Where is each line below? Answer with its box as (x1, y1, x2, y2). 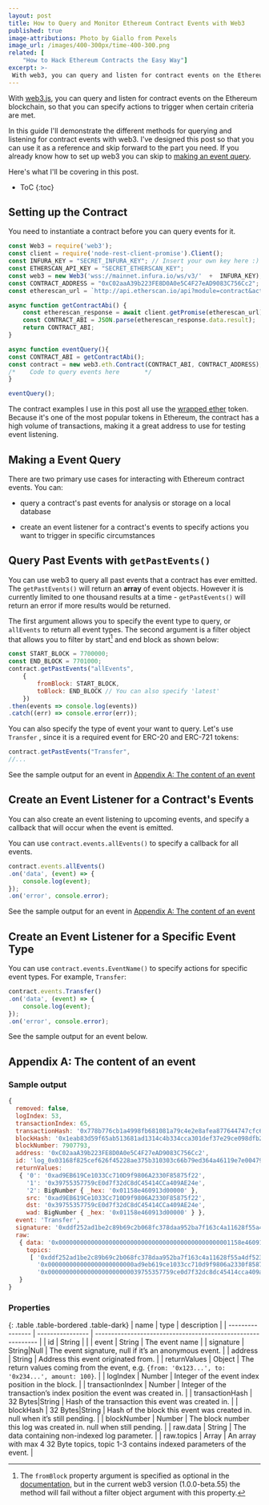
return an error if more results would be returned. (8, 600, 171, 610)
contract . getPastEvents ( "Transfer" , (8, 748, 130, 757)
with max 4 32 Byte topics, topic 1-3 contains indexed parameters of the (8, 1439, 247, 1449)
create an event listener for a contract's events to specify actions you (19, 522, 250, 532)
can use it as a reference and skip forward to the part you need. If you (8, 142, 239, 152)
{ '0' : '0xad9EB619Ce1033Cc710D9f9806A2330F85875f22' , (18, 1171, 206, 1179)
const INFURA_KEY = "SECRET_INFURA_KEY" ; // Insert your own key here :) (8, 257, 260, 265)
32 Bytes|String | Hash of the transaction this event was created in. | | (8, 1397, 239, 1407)
